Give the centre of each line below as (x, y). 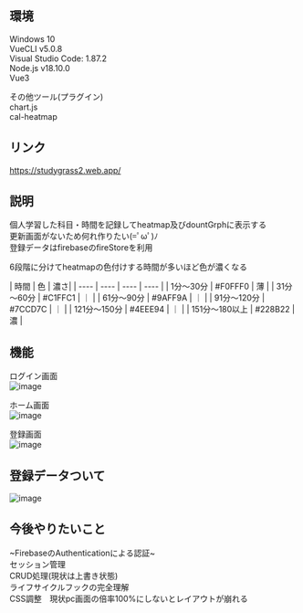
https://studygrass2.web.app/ (65, 170)
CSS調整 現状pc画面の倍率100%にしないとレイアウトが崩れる (129, 598)
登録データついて (57, 476)
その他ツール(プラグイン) (57, 96)
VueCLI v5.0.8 (36, 48)
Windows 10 (32, 38)
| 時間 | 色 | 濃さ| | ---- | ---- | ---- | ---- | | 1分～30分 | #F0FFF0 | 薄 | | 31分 (151, 287)
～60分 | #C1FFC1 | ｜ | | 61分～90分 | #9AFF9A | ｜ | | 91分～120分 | (137, 298)
